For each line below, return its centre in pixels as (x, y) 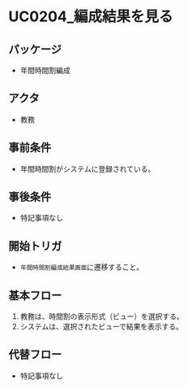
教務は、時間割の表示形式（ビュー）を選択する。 (102, 316)
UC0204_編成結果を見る (91, 17)
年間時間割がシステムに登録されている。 (88, 168)
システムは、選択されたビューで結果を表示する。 (102, 327)
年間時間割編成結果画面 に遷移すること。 (82, 267)
